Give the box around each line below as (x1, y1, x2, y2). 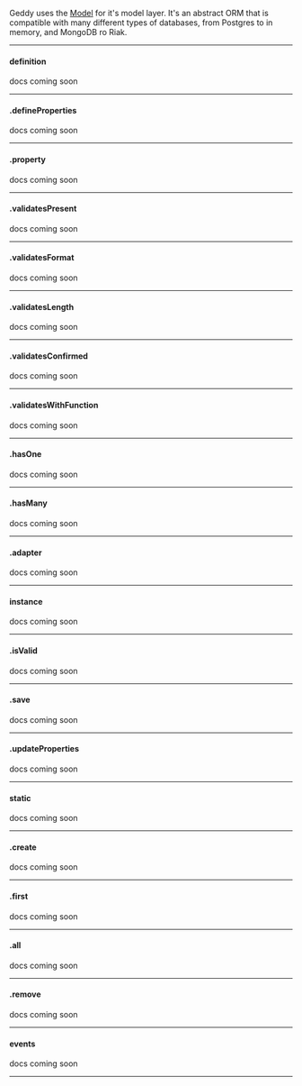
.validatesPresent (9, 203, 77, 214)
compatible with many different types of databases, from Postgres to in (9, 17, 273, 28)
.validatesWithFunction (9, 400, 99, 411)
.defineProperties (9, 105, 77, 115)
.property (9, 154, 47, 165)
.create (9, 842, 38, 853)
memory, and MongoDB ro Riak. (9, 27, 128, 37)
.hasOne (9, 449, 42, 460)
